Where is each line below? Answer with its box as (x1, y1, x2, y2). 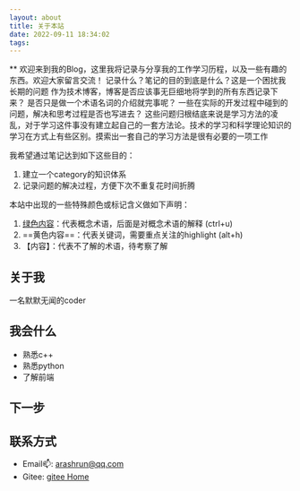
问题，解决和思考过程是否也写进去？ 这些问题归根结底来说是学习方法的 (9, 108, 270, 119)
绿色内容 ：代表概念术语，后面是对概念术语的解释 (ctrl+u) (21, 219, 233, 229)
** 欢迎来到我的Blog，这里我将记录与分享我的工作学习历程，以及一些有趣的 (9, 64, 287, 74)
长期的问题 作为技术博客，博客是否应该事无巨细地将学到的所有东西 (9, 86, 255, 97)
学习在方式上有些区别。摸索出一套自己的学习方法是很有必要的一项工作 (9, 131, 269, 142)
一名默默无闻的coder (9, 295, 87, 306)
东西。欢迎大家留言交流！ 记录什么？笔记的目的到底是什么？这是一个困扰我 (9, 75, 287, 86)
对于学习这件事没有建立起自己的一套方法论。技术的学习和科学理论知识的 (24, 120, 292, 131)
